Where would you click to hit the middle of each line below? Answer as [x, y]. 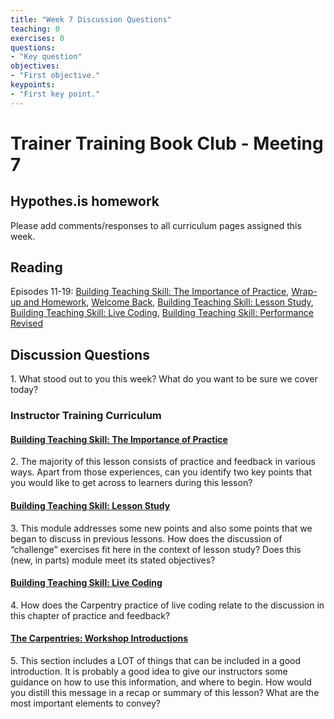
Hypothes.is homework [85, 201]
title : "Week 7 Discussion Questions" [91, 19]
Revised [27, 323]
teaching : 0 [35, 29]
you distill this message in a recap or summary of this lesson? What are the [165, 692]
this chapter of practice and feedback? [90, 615]
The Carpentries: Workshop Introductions [99, 638]
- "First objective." [55, 76]
